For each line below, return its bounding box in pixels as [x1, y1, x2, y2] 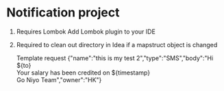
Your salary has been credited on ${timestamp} [16, 68, 151, 77]
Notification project [6, 5, 120, 21]
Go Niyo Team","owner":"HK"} [16, 75, 102, 83]
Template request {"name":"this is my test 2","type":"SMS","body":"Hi [16, 53, 214, 62]
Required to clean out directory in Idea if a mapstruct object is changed [16, 40, 218, 49]
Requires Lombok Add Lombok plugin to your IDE [16, 27, 155, 36]
